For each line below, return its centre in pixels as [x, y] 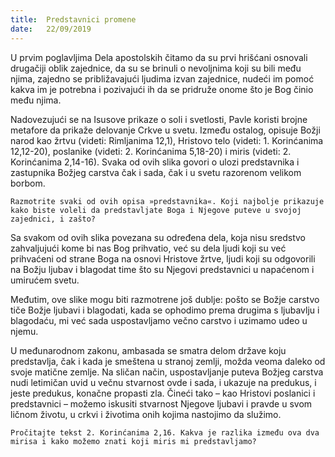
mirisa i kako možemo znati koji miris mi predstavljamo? [133, 441]
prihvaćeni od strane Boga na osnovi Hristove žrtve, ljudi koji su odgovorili [163, 258]
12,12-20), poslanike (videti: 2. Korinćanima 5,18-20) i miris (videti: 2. [151, 151]
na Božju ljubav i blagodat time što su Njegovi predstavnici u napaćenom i [162, 269]
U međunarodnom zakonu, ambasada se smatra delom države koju [148, 350]
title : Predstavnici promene [73, 19]
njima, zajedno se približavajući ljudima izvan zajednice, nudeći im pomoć [162, 78]
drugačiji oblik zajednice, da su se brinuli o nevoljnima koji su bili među [156, 68]
